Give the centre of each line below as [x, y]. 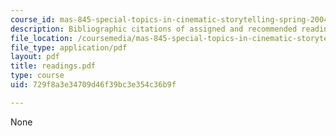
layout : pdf [35, 57]
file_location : [42, 38]
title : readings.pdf [53, 66]
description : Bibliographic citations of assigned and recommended [154, 29]
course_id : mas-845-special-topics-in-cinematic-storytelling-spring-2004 [169, 19]
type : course [37, 76]
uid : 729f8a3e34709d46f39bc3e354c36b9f [93, 85]
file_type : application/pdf [69, 47]
